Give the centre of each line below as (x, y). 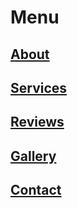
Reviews (37, 122)
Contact (36, 190)
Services (39, 87)
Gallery (33, 156)
